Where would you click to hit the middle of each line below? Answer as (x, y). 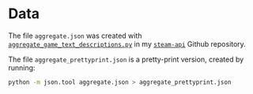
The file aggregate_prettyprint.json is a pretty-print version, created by (126, 59)
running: (22, 67)
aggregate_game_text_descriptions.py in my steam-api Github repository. (127, 43)
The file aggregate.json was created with (75, 36)
